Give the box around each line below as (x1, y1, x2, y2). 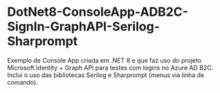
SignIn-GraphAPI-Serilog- (7, 19, 161, 34)
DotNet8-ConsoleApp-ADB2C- (7, 4, 189, 20)
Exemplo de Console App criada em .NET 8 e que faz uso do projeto (7, 56, 202, 64)
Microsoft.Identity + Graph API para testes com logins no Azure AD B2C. (7, 63, 214, 72)
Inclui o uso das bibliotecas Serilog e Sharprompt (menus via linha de (7, 70, 205, 79)
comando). (7, 78, 38, 86)
